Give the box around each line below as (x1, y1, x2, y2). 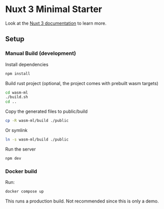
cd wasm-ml (5, 90, 28, 95)
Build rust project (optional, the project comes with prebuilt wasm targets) (5, 80, 159, 86)
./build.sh (5, 95, 28, 100)
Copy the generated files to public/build (5, 108, 88, 114)
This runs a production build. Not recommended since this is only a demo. (5, 198, 159, 204)
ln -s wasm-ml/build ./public (5, 137, 69, 142)
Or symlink (5, 127, 28, 133)
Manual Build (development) (5, 50, 76, 57)
